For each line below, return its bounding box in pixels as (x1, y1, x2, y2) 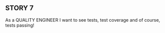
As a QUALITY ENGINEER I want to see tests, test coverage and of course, (5, 17, 160, 23)
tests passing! (5, 22, 34, 28)
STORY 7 (5, 4, 34, 12)
